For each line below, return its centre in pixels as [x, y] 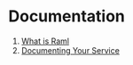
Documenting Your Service [70, 50]
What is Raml [45, 41]
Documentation [67, 16]
